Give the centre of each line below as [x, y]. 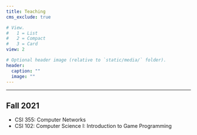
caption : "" [26, 71]
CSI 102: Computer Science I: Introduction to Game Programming [93, 126]
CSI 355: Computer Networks [50, 120]
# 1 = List [22, 33]
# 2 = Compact [26, 39]
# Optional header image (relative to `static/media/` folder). [86, 60]
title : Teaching [26, 11]
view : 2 [16, 50]
